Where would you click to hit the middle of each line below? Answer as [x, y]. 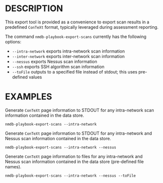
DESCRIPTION [34, 9]
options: [13, 41]
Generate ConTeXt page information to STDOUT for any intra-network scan [80, 110]
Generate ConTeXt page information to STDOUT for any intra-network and [79, 133]
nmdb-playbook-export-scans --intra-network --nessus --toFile [71, 176]
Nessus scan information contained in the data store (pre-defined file [74, 162]
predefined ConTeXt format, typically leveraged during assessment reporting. [82, 27]
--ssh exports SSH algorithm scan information [58, 67]
